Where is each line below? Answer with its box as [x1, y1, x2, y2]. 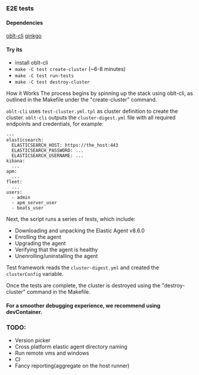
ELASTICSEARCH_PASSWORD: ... [11, 147, 84, 153]
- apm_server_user [11, 200, 58, 206]
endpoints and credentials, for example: [6, 121, 104, 128]
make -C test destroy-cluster [14, 79, 91, 85]
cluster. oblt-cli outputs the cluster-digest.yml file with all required [6, 114, 176, 121]
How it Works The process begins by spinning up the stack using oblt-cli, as [6, 90, 194, 97]
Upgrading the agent [14, 240, 66, 247]
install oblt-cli [14, 59, 49, 66]
